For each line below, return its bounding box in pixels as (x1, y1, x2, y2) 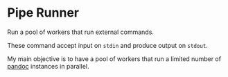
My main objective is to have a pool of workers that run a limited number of (7, 54, 222, 63)
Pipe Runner (7, 5, 80, 21)
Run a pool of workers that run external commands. (7, 28, 155, 36)
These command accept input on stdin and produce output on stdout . (7, 41, 208, 49)
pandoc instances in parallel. (7, 62, 89, 70)
